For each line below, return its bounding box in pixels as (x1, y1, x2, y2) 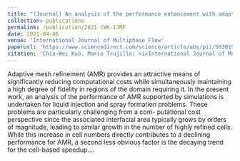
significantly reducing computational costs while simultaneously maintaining (7, 77, 232, 85)
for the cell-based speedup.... (7, 145, 95, 154)
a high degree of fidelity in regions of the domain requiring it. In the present (7, 85, 229, 93)
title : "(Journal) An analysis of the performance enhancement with (7, 10, 216, 18)
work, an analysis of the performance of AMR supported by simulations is (7, 92, 224, 100)
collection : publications (7, 17, 84, 24)
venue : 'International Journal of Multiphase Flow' (7, 37, 164, 44)
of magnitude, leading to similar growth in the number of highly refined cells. (7, 123, 233, 131)
